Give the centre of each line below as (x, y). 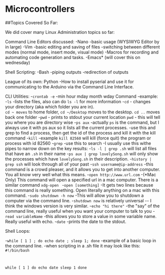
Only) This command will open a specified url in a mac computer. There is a (82, 180)
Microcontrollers (40, 9)
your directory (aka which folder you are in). (50, 107)
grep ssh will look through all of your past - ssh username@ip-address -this (79, 164)
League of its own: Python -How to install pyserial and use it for (69, 82)
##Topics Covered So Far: (32, 23)
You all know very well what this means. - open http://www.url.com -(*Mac (81, 174)
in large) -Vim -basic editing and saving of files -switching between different (82, 47)
